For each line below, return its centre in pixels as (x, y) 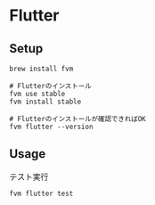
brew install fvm (41, 69)
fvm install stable (45, 102)
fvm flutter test (41, 193)
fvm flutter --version (51, 127)
